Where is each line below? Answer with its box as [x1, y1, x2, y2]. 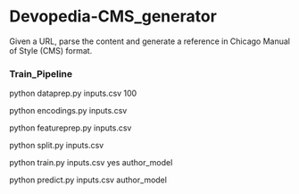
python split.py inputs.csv [9, 140, 104, 151]
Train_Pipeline [9, 67, 73, 80]
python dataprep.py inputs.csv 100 [9, 88, 137, 99]
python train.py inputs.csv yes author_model [9, 157, 173, 168]
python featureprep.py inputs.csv [9, 122, 132, 133]
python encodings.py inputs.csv [9, 105, 128, 116]
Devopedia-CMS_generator [9, 6, 217, 27]
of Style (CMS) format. [9, 45, 93, 55]
